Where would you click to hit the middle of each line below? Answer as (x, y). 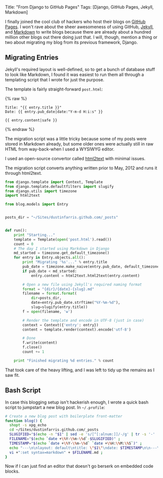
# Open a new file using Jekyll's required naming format (82, 284)
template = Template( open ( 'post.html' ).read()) (63, 239)
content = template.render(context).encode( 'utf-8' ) (77, 330)
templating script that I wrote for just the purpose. (55, 79)
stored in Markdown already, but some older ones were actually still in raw (79, 144)
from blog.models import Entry (37, 204)
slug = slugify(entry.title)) (59, 307)
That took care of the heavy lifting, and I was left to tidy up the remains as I (80, 370)
